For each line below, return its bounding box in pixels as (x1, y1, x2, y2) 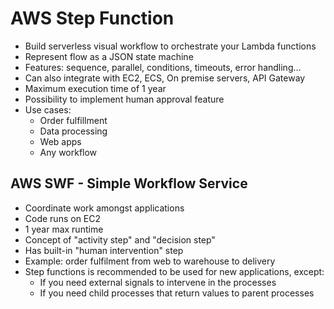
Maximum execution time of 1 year (24, 82, 167, 94)
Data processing (39, 125, 108, 137)
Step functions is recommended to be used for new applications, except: (24, 265, 325, 277)
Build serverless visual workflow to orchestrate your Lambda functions (24, 40, 317, 52)
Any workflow (39, 146, 98, 158)
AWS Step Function (10, 7, 175, 30)
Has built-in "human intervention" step (24, 244, 184, 256)
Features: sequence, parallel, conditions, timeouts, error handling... (24, 61, 302, 73)
